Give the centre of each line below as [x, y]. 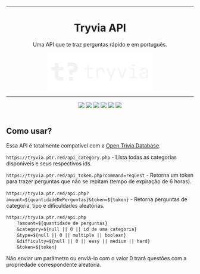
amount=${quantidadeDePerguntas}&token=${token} [68, 200]
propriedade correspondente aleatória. [54, 264]
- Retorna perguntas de [159, 199]
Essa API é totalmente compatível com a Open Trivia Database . [83, 145]
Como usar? [29, 131]
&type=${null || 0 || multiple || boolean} [72, 235]
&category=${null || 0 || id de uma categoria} [77, 229]
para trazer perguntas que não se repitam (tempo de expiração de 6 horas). [99, 181]
